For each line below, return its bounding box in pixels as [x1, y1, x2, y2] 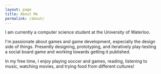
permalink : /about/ [5, 16, 45, 21]
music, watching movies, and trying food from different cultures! [5, 63, 135, 69]
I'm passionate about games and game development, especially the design [5, 39, 156, 44]
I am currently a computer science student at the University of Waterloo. [5, 30, 150, 35]
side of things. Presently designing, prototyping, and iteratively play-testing [5, 44, 157, 50]
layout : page [5, 7, 32, 12]
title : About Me [5, 12, 38, 16]
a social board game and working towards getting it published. [5, 49, 131, 55]
